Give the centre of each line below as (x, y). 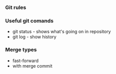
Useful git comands (29, 20)
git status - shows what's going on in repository (61, 32)
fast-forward (25, 61)
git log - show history (34, 37)
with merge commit (32, 66)
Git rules (16, 7)
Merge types (21, 50)
